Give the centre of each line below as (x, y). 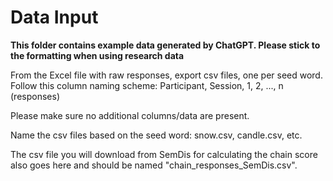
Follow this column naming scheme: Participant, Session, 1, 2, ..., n (147, 85)
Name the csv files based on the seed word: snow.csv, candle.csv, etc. (156, 135)
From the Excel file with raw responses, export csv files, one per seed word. (166, 75)
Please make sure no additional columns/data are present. (130, 115)
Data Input (54, 17)
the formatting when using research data (97, 55)
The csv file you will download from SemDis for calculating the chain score (164, 154)
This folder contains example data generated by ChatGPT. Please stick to (165, 45)
